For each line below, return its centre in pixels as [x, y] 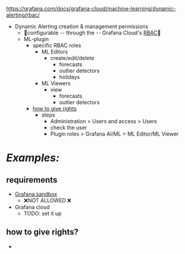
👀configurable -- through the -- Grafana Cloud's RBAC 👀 [92, 33]
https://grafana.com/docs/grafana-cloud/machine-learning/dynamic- [91, 9]
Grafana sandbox [36, 194]
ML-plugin [36, 39]
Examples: [33, 158]
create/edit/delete [72, 58]
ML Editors [55, 52]
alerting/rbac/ [23, 15]
